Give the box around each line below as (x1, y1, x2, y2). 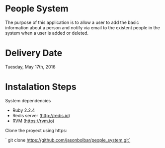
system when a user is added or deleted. (5, 30, 88, 36)
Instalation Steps (5, 81, 77, 92)
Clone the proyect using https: (5, 127, 67, 133)
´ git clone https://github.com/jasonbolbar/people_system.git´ (5, 137, 131, 143)
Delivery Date (5, 48, 63, 59)
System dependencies (5, 97, 51, 103)
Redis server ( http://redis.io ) (12, 112, 71, 118)
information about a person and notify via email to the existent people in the (5, 24, 160, 30)
